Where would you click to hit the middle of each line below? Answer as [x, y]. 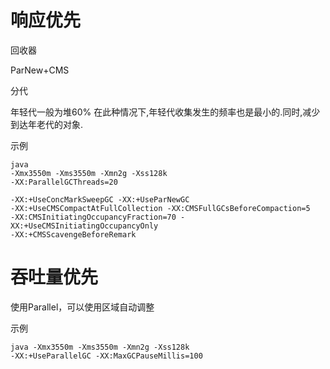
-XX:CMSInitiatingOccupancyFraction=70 [93, 217]
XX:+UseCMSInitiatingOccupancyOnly [84, 226]
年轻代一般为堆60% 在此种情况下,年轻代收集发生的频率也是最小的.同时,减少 [165, 112]
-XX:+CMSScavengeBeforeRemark [73, 234]
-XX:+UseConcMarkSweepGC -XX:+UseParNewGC [100, 199]
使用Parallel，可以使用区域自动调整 [82, 307]
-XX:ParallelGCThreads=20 [64, 182]
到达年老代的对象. [47, 124]
